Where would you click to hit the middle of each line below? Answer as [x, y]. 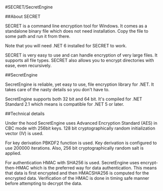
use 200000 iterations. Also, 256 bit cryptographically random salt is [74, 148]
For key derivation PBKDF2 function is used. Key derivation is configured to [81, 143]
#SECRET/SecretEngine [29, 7]
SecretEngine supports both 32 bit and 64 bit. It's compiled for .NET [74, 99]
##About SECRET [23, 16]
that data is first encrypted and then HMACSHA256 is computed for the [77, 173]
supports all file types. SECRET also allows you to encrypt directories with [80, 60]
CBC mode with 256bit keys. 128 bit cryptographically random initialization [80, 128]
